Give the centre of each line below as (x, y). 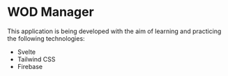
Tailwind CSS (36, 59)
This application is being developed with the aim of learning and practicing (114, 31)
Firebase (30, 66)
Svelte (26, 52)
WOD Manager (51, 12)
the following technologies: (46, 38)
